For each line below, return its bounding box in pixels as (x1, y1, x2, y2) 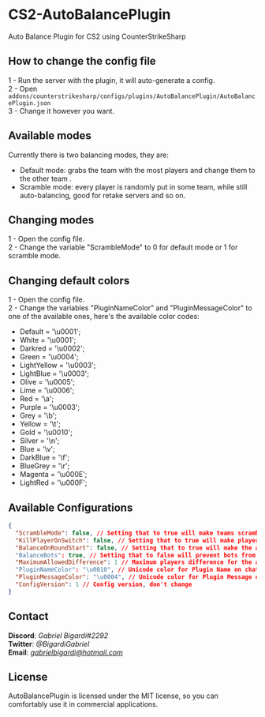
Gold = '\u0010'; (19, 428, 73, 437)
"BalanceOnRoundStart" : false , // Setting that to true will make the (15, 543, 252, 552)
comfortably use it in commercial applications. (8, 700, 159, 709)
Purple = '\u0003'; (19, 403, 80, 412)
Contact (8, 610, 49, 623)
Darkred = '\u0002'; (19, 343, 85, 353)
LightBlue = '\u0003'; (19, 369, 89, 378)
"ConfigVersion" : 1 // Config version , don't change (15, 580, 192, 588)
